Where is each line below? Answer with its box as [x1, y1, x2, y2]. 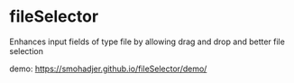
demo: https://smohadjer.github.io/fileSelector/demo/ [9, 63, 207, 74]
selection [9, 45, 43, 56]
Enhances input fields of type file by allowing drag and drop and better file [9, 36, 286, 47]
